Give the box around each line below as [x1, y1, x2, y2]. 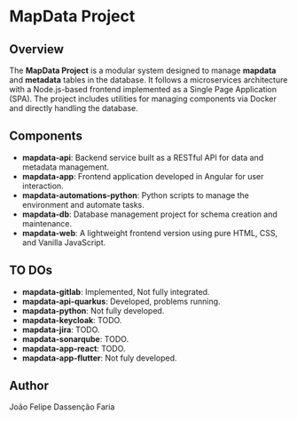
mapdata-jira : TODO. [21, 324, 100, 335]
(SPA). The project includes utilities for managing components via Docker [9, 93, 277, 104]
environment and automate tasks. [21, 199, 145, 210]
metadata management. [21, 162, 109, 172]
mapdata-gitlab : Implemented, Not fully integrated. [21, 286, 210, 297]
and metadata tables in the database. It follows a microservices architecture [9, 75, 288, 85]
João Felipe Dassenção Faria [9, 401, 115, 412]
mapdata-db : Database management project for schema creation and [21, 209, 277, 219]
